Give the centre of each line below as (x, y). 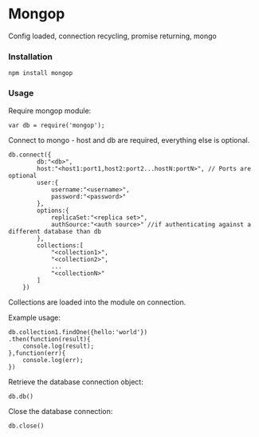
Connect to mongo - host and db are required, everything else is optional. (129, 140)
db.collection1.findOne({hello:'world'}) (78, 332)
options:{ (53, 211)
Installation (31, 57)
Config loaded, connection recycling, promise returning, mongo (112, 36)
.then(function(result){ (49, 339)
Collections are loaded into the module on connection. (97, 302)
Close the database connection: (61, 411)
